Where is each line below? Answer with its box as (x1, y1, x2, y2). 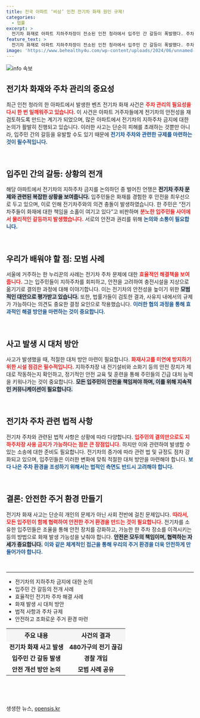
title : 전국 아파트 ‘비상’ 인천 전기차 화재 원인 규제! (6, 8, 125, 15)
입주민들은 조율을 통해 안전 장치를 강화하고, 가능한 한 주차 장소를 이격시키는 (17, 526, 192, 533)
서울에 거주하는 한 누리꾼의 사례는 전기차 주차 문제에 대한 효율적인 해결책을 (6, 271, 179, 278)
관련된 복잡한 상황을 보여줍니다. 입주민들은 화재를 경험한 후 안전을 (17, 193, 169, 201)
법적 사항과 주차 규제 (14, 608, 63, 615)
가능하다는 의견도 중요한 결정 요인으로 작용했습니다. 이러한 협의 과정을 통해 (12, 301, 185, 308)
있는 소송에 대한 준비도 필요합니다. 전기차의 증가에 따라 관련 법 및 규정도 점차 (6, 448, 184, 455)
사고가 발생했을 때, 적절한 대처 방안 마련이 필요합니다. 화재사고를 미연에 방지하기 (6, 356, 192, 363)
